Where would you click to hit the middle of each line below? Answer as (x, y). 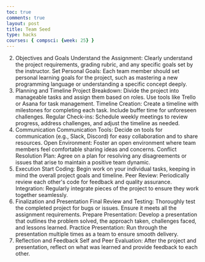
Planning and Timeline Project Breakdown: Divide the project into (97, 91)
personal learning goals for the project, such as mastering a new (96, 78)
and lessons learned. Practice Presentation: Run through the (91, 227)
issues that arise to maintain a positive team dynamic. (83, 162)
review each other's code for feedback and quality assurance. (94, 182)
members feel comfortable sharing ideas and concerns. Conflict (96, 149)
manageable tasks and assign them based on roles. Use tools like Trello (105, 97)
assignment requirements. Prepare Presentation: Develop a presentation (106, 214)
